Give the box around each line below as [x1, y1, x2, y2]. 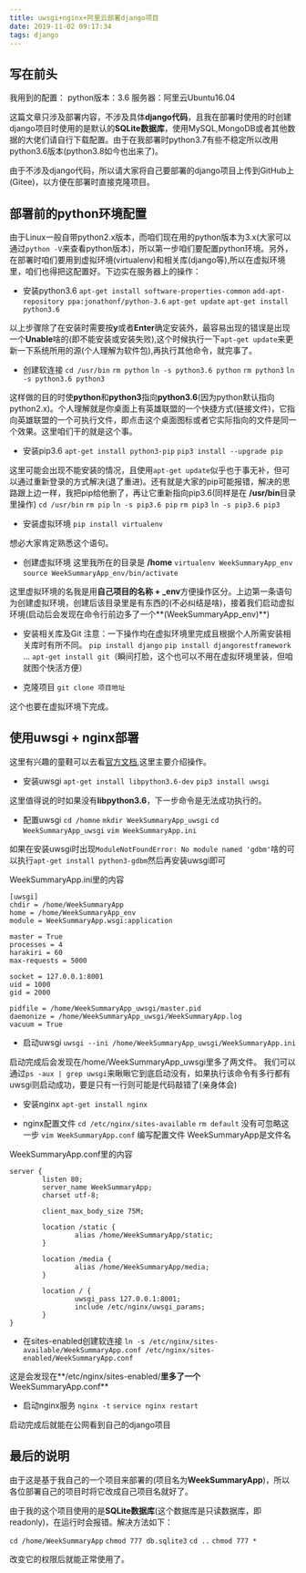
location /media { [42, 1254, 112, 1263]
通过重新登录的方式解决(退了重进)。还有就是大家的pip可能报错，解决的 [16, 476, 282, 487]
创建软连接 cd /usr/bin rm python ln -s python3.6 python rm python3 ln [22, 365, 295, 375]
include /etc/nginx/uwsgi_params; [74, 1302, 206, 1311]
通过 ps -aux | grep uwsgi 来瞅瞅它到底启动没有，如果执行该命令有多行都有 [9, 1067, 291, 1078]
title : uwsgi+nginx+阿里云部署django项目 [9, 13, 159, 23]
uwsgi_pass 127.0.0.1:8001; [74, 1294, 181, 1303]
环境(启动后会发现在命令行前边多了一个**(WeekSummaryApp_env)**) [9, 609, 270, 620]
